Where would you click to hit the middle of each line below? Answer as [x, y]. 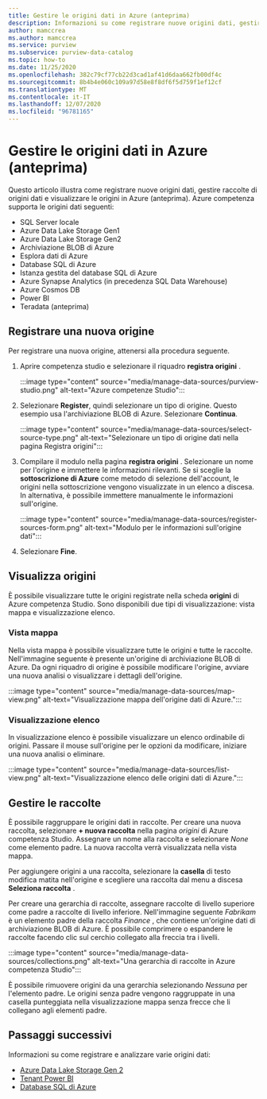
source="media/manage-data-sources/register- [179, 519]
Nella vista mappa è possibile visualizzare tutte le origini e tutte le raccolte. [130, 650]
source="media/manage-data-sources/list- [159, 770]
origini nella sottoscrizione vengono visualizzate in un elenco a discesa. [137, 486]
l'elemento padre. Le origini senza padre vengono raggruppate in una [122, 993]
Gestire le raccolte [55, 803]
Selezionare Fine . [48, 551]
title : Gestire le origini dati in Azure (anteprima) [99, 15]
